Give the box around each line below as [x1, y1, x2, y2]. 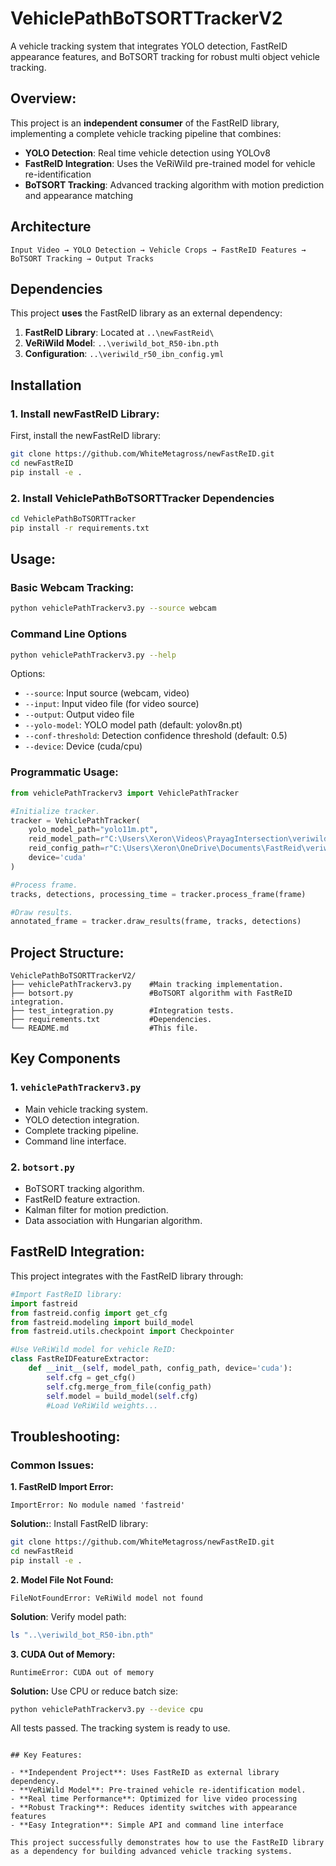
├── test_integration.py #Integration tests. [10, 1006, 235, 1016]
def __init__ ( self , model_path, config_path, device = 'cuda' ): [28, 1363, 293, 1373]
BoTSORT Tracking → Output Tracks [10, 253, 155, 264]
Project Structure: [10, 944, 125, 961]
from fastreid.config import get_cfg [10, 1308, 168, 1318]
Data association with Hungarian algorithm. [24, 1215, 203, 1227]
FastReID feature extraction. [24, 1193, 141, 1206]
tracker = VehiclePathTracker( [10, 815, 141, 826]
